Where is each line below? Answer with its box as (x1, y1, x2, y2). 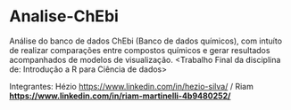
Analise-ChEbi (9, 6, 119, 27)
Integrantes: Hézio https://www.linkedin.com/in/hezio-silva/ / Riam (9, 81, 254, 91)
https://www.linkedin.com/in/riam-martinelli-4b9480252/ (9, 90, 231, 101)
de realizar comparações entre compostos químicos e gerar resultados (9, 44, 270, 55)
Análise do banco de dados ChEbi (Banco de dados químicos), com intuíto (9, 35, 283, 46)
